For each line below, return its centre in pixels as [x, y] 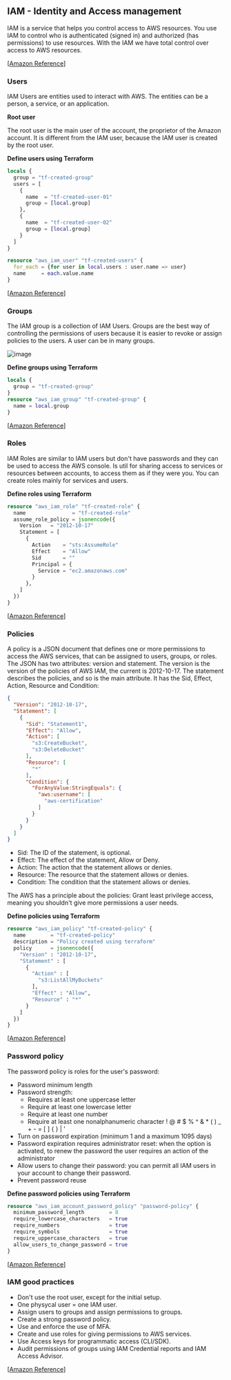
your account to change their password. [74, 1173]
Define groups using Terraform [52, 367]
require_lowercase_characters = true [71, 1219]
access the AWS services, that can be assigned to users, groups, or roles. [112, 656]
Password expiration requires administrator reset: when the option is [114, 1143]
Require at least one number [68, 1114]
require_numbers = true [71, 1225]
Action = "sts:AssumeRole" [75, 545]
